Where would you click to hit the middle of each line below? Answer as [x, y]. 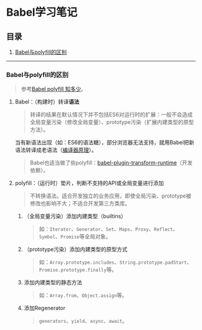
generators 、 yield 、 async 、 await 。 [83, 321]
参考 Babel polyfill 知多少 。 [54, 89]
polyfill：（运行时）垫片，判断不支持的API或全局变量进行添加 [89, 183]
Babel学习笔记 [42, 12]
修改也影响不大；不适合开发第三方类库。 [80, 204]
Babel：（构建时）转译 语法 [47, 102]
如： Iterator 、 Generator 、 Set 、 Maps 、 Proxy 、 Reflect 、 [109, 229]
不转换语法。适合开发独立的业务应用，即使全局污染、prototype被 [110, 196]
